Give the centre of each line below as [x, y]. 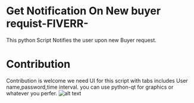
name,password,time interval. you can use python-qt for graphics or [90, 87]
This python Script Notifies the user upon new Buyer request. [81, 40]
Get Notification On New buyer [84, 11]
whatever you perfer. [32, 93]
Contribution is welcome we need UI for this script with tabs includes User [97, 80]
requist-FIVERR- [47, 24]
